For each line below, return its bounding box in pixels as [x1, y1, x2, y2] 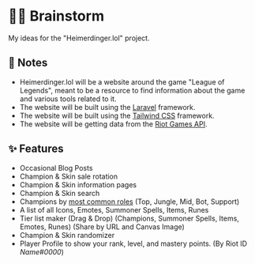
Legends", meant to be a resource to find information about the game [19, 85, 246, 95]
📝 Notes [8, 56, 48, 70]
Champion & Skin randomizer [19, 230, 115, 239]
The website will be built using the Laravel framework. [19, 102, 196, 111]
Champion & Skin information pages [19, 179, 137, 189]
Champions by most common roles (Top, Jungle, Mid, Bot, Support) [19, 197, 240, 206]
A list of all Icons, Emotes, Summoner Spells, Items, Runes [19, 205, 209, 214]
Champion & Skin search [19, 188, 100, 198]
